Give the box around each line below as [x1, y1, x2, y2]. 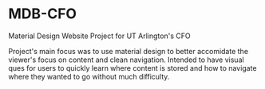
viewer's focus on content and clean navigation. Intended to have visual [8, 55, 245, 64]
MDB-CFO [8, 5, 77, 23]
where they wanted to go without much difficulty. [8, 72, 170, 81]
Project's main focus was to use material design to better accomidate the [8, 46, 249, 56]
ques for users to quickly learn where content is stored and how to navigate [8, 63, 257, 72]
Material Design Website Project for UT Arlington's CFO [8, 31, 191, 41]
